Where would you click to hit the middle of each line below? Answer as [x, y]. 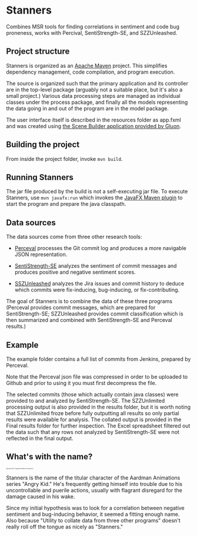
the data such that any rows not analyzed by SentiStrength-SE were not [93, 432]
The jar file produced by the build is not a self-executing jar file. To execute [97, 192]
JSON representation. [41, 255]
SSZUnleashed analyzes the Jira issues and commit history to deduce [99, 284]
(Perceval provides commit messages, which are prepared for [81, 308]
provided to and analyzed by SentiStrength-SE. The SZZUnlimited [86, 401]
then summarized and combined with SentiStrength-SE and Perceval [89, 320]
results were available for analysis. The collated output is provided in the [94, 420]
